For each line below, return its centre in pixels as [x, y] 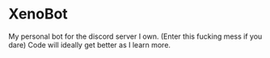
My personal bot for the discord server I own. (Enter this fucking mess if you [135, 36]
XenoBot [38, 14]
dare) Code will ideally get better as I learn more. [90, 44]
